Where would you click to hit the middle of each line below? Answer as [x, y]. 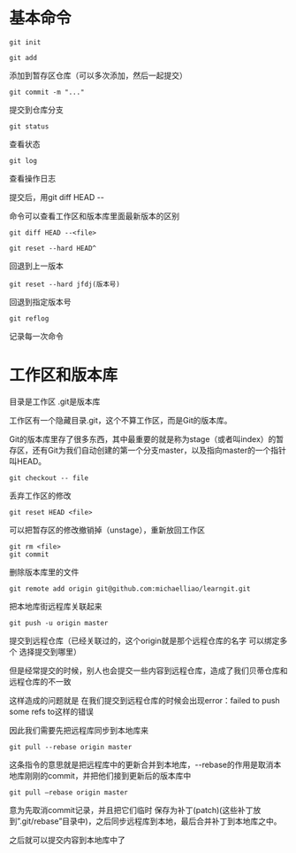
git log [23, 160]
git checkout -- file [49, 478]
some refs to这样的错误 [52, 711]
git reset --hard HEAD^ [53, 248]
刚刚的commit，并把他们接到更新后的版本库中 [108, 775]
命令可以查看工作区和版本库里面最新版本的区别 [94, 216]
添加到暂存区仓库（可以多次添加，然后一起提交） [98, 75]
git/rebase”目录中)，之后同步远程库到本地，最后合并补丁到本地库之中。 [152, 821]
